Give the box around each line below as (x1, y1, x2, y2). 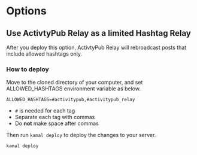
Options (6, 4, 47, 18)
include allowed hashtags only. (6, 50, 83, 57)
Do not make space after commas (14, 120, 99, 127)
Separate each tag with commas (14, 114, 95, 121)
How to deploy (6, 65, 49, 73)
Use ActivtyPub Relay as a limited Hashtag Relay (6, 28, 192, 38)
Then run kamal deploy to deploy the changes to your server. (6, 132, 156, 139)
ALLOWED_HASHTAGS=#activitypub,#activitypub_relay (6, 97, 135, 103)
